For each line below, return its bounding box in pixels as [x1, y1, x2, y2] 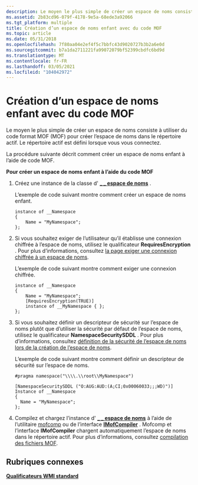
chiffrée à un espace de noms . [14, 253, 90, 261]
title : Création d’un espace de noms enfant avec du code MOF [6, 25, 162, 31]
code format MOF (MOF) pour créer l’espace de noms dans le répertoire [6, 133, 181, 140]
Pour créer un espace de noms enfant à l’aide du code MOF [6, 168, 154, 175]
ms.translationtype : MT [6, 53, 65, 58]
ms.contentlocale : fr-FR [6, 58, 67, 64]
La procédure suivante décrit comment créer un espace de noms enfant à [6, 151, 186, 158]
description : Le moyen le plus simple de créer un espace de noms [6, 8, 173, 15]
